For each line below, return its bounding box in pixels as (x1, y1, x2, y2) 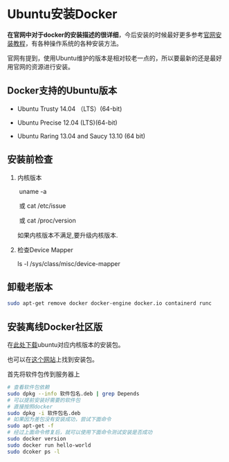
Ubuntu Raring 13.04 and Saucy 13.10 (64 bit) (17, 132, 146, 140)
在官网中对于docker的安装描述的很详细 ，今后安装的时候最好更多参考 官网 (7, 30, 216, 39)
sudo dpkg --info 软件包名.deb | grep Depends (7, 390, 140, 397)
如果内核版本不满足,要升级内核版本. (17, 231, 118, 239)
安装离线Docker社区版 (7, 321, 103, 332)
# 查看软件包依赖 (7, 384, 50, 391)
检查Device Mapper (17, 245, 74, 254)
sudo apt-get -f (7, 423, 54, 429)
